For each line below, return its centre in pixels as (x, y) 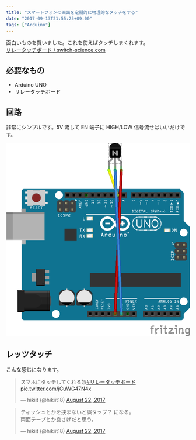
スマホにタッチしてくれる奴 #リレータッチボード (78, 382)
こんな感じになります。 (34, 369)
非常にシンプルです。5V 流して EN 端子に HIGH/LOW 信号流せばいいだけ (93, 127)
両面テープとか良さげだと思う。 (59, 419)
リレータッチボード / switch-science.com (56, 50)
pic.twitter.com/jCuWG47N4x (56, 389)
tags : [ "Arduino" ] (28, 25)
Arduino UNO (31, 85)
